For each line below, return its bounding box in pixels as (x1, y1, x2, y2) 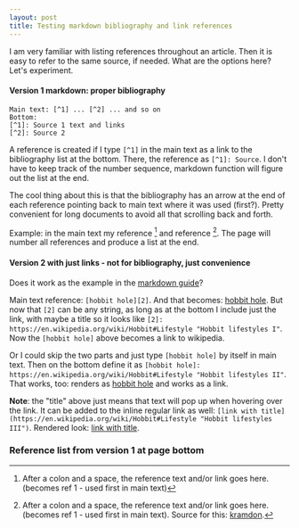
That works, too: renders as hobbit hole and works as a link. (9, 378, 229, 389)
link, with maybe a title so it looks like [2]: (9, 313, 164, 324)
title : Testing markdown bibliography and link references (9, 21, 233, 30)
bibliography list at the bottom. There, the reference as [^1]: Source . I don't (9, 153, 287, 164)
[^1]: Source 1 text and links (9, 120, 125, 129)
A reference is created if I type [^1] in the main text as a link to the (9, 144, 253, 154)
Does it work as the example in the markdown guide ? (9, 277, 204, 288)
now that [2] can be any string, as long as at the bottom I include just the (9, 304, 277, 315)
